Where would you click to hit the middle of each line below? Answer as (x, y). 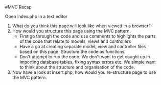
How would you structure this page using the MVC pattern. (71, 31)
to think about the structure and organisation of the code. (77, 67)
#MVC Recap (18, 7)
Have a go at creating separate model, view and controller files (83, 46)
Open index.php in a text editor (36, 16)
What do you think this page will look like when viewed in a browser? (81, 26)
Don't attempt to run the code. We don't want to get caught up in (85, 57)
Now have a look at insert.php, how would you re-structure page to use (84, 72)
